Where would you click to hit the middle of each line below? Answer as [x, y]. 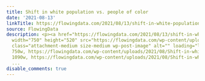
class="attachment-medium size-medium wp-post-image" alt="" [91, 46]
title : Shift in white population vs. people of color [77, 12]
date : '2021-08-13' [31, 18]
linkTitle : [20, 23]
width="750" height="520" [45, 40]
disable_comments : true [37, 69]
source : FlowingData [33, 29]
